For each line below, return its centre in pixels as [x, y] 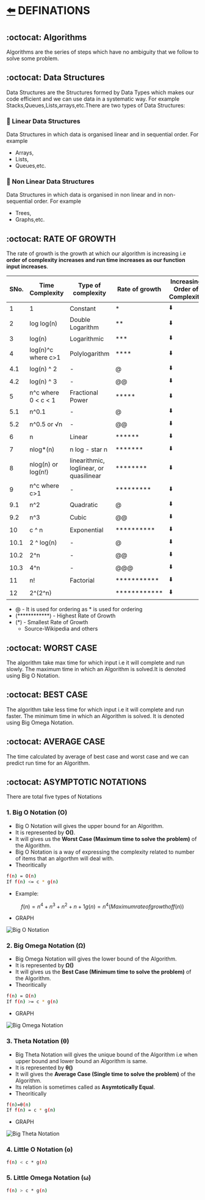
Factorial [82, 580]
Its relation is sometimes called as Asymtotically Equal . [85, 1087]
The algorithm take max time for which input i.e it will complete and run [95, 663]
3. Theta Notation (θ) [38, 1041]
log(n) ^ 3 [43, 381]
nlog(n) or [44, 465]
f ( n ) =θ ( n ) [19, 1105]
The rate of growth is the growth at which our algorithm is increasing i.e [96, 253]
